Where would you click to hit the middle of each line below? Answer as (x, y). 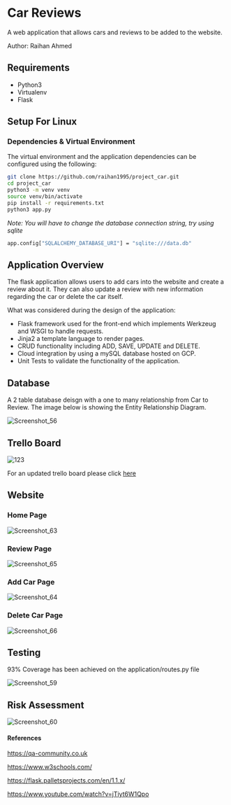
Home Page (27, 515)
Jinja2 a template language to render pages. (81, 339)
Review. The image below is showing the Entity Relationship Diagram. (107, 407)
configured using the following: (52, 164)
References (24, 738)
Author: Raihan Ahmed (39, 45)
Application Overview (55, 265)
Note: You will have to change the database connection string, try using (111, 223)
